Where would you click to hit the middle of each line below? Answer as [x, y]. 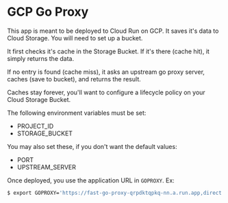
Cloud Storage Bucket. [39, 99]
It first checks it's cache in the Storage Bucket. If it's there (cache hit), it [109, 51]
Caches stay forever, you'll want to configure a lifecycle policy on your [106, 92]
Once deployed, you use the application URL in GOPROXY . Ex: [91, 180]
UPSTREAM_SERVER [47, 167]
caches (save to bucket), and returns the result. [74, 79]
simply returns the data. [40, 58]
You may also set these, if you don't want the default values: [92, 146]
